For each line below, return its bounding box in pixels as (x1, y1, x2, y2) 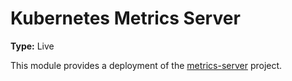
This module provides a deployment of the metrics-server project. (10, 59, 283, 71)
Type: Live (10, 40, 55, 52)
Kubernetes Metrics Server (10, 7, 241, 30)
